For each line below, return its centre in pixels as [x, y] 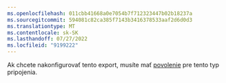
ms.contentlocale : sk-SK [43, 33]
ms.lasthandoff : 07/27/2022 [48, 39]
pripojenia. [22, 72]
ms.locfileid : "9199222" [43, 45]
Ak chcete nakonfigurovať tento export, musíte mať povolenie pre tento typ [113, 65]
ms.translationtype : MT [41, 26]
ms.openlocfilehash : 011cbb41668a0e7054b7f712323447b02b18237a [100, 13]
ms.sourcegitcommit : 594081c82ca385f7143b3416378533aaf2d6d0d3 [100, 20]
